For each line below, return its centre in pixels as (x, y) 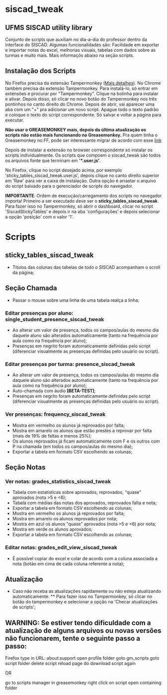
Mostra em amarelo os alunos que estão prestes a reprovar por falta (82, 430)
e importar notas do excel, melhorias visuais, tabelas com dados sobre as (80, 50)
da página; (23, 272)
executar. (15, 120)
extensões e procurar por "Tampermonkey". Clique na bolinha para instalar (82, 94)
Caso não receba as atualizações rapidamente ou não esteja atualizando (87, 591)
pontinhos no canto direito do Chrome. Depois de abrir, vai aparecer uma (80, 104)
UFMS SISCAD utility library (49, 28)
